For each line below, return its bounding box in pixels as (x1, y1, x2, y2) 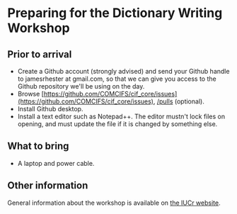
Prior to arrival (7, 48, 72, 60)
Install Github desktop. (17, 105, 83, 113)
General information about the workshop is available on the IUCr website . (7, 198, 221, 207)
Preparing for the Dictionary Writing (7, 5, 223, 21)
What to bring (7, 140, 69, 152)
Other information (7, 179, 88, 192)
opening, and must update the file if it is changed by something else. (17, 120, 218, 128)
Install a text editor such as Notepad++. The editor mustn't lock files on (17, 112, 226, 120)
